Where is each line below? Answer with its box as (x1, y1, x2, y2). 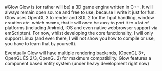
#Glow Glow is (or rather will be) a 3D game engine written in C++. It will (5, 4, 153, 10)
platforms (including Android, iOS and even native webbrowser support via (5, 25, 158, 31)
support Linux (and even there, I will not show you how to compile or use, (5, 35, 155, 41)
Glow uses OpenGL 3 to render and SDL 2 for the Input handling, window (5, 15, 154, 20)
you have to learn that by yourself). (5, 41, 77, 46)
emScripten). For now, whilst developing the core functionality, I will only (5, 30, 153, 36)
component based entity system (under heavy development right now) (5, 61, 150, 66)
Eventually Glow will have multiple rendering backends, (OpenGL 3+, (5, 50, 145, 56)
